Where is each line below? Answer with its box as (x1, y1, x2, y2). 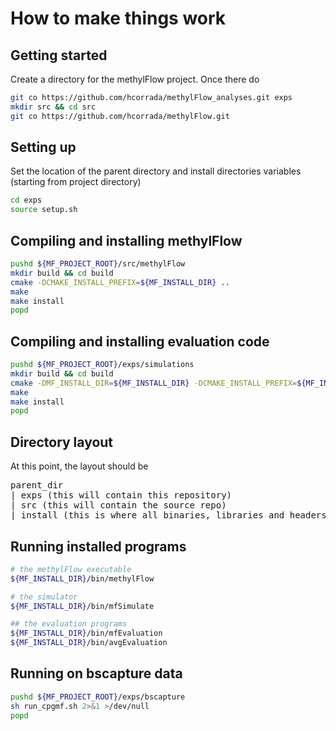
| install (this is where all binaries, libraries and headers (10, 510, 327, 521)
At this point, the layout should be (10, 460, 149, 472)
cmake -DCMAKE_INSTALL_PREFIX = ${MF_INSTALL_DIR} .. (10, 277, 230, 287)
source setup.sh (10, 205, 78, 215)
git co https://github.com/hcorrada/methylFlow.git (10, 111, 230, 121)
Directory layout (10, 433, 114, 451)
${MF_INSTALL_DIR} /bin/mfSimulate (10, 601, 155, 611)
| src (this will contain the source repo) (10, 500, 227, 511)
